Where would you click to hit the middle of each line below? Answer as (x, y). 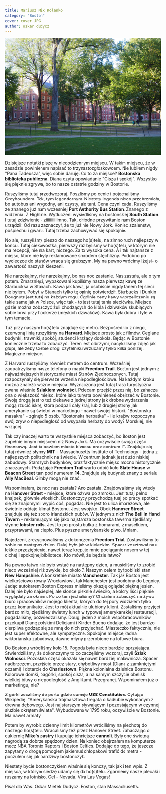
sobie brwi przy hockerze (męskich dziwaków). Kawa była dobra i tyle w (79, 313)
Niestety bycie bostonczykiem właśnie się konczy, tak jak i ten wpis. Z (76, 766)
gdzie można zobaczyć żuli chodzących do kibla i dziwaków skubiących (79, 307)
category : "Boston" (25, 16)
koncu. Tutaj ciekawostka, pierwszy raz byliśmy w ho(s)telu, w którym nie (80, 246)
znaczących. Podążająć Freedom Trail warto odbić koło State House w (78, 468)
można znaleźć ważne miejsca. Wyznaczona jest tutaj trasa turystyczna (78, 385)
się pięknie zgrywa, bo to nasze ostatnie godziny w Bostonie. (67, 184)
